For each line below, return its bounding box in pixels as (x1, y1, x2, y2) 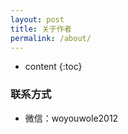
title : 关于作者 (10, 24, 72, 34)
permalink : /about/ (10, 33, 92, 43)
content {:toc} (24, 61, 83, 73)
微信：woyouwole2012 (24, 112, 119, 124)
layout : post (10, 14, 65, 25)
